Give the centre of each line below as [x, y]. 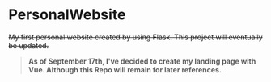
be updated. [29, 45]
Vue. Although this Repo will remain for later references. [125, 69]
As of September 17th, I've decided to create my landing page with [142, 61]
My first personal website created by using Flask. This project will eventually [135, 37]
